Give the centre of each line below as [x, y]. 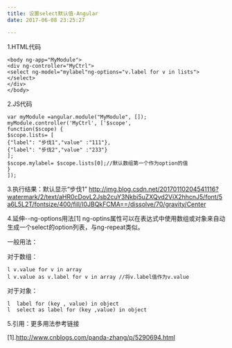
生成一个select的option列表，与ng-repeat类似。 [75, 227]
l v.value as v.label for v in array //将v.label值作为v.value [98, 277]
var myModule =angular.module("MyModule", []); [77, 117]
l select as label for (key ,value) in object [77, 310]
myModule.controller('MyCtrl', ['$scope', [69, 123]
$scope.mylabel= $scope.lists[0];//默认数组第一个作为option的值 [98, 163]
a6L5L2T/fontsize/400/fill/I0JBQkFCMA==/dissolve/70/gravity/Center [107, 204]
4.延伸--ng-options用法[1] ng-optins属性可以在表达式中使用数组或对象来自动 [116, 218]
